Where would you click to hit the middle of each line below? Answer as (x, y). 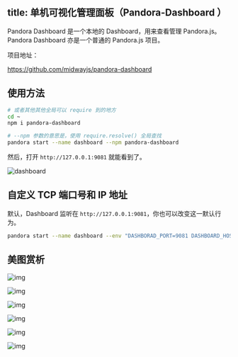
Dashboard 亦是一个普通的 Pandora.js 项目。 (99, 40)
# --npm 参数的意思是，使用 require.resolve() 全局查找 (84, 136)
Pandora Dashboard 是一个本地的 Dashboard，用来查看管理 (95, 31)
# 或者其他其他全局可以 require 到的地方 (62, 110)
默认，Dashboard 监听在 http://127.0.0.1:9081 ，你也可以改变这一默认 (111, 213)
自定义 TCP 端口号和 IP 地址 (67, 195)
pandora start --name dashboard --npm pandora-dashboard (93, 143)
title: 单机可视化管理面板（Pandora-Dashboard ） (117, 13)
